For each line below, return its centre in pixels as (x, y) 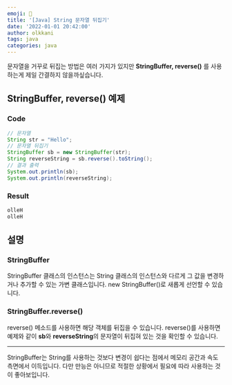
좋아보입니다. (32, 375)
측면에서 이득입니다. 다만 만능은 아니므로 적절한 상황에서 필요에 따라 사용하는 (110, 366)
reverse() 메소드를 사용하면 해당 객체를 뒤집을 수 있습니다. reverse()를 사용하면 (114, 327)
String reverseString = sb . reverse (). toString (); (80, 159)
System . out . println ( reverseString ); (60, 178)
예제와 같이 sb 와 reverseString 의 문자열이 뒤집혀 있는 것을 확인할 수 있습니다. (113, 336)
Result (18, 196)
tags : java (23, 39)
